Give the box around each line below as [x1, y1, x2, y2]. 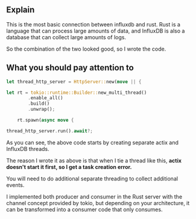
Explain [6, 5, 35, 15]
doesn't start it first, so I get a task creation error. [6, 163, 132, 170]
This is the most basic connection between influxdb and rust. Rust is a [6, 20, 181, 28]
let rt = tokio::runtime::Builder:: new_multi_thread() [6, 90, 147, 96]
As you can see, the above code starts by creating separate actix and [6, 138, 179, 146]
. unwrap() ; [28, 106, 55, 113]
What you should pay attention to [6, 63, 134, 73]
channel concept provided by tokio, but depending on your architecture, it [6, 199, 190, 206]
